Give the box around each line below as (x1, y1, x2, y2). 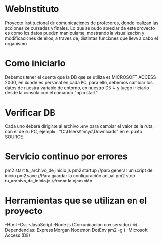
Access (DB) (5, 232, 31, 238)
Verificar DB (5, 107, 55, 119)
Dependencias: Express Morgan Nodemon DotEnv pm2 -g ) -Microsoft (5, 227, 148, 233)
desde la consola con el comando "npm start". (5, 90, 99, 95)
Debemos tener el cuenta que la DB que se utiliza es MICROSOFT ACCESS (5, 74, 156, 80)
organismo (5, 40, 27, 46)
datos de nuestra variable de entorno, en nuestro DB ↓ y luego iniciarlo (5, 85, 149, 91)
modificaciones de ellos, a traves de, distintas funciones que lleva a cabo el (5, 35, 158, 41)
